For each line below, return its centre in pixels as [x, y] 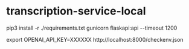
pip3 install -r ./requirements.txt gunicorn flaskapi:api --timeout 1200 [92, 28]
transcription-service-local [76, 11]
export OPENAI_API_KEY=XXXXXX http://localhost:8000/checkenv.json [95, 39]
